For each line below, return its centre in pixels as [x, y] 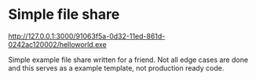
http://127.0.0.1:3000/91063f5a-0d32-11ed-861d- [87, 36]
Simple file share [64, 15]
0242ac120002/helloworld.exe [58, 44]
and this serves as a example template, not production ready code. [116, 67]
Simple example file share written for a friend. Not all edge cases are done [128, 60]
